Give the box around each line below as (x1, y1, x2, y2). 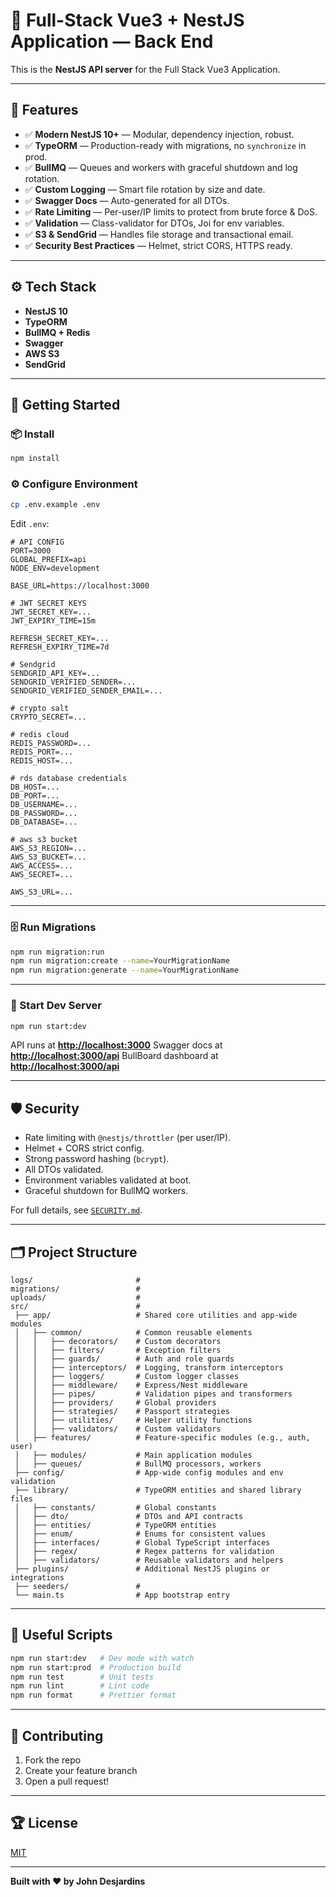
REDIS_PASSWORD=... (10, 739, 92, 749)
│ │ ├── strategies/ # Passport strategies (14, 1407, 230, 1417)
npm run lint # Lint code (10, 1681, 150, 1691)
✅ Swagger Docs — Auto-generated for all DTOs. (24, 194, 230, 206)
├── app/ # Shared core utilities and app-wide (14, 1310, 298, 1321)
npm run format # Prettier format (10, 1690, 177, 1701)
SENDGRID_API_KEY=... (10, 669, 101, 679)
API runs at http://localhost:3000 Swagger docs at (10, 1039, 223, 1051)
